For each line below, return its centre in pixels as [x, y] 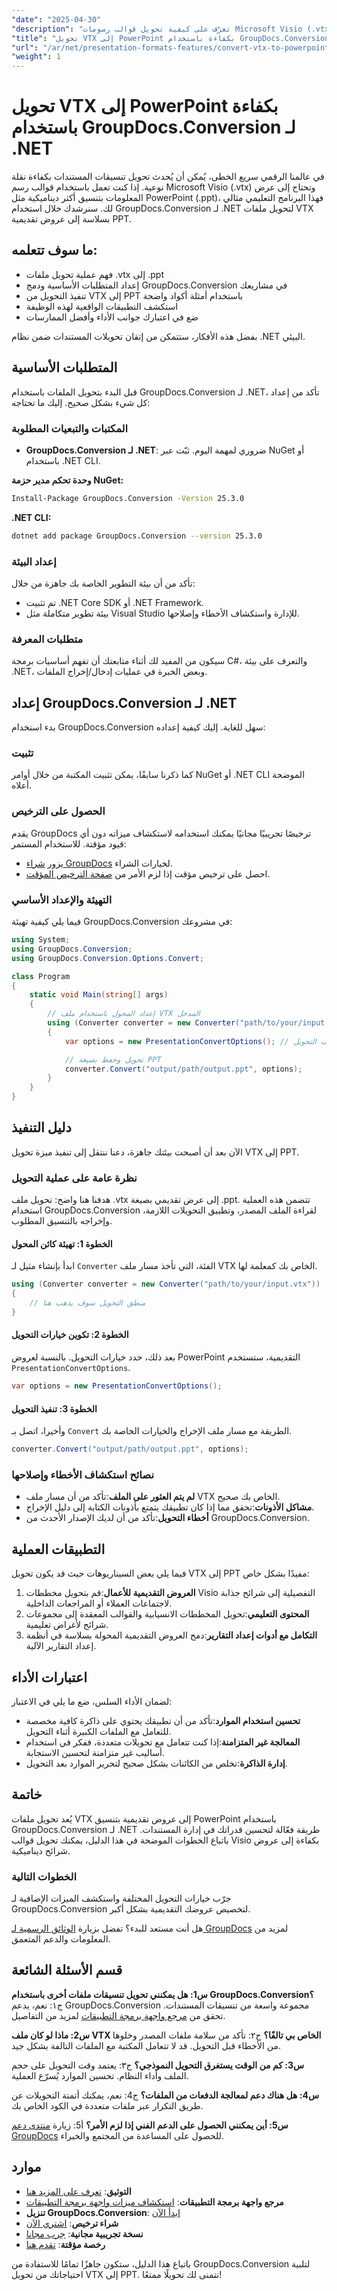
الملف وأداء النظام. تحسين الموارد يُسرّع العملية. [100, 2075]
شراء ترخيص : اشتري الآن [72, 2223]
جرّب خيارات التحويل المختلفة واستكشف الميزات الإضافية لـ [121, 1898]
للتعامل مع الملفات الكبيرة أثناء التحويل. [98, 1731]
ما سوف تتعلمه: [54, 250]
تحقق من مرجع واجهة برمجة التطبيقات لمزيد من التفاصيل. [118, 2015]
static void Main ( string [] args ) [99, 995]
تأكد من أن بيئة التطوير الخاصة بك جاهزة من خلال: [103, 583]
